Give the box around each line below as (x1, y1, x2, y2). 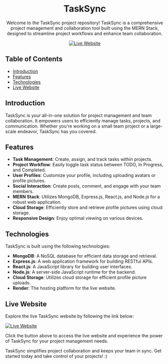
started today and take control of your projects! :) (5, 353, 107, 359)
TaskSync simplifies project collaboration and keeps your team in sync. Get (5, 348, 162, 353)
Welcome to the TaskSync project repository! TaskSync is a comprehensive (6, 20, 163, 26)
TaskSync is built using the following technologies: (5, 243, 110, 250)
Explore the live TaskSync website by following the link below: (5, 313, 134, 319)
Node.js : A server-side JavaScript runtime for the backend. (12, 269, 136, 275)
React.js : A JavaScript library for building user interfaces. (12, 264, 133, 270)
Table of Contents (5, 55, 63, 64)
